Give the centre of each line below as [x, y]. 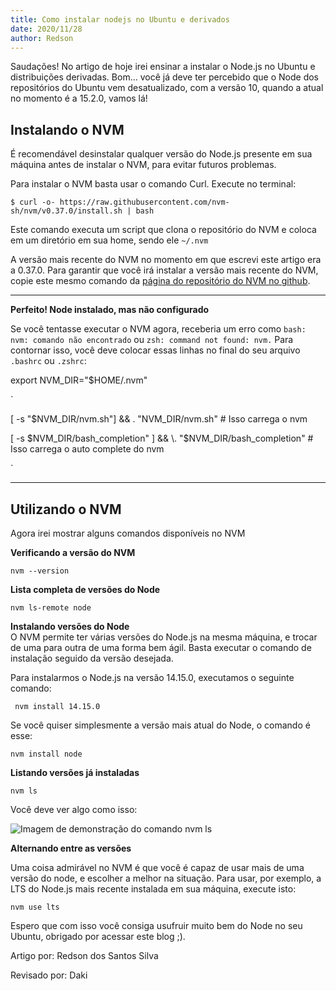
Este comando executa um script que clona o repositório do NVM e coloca [163, 230]
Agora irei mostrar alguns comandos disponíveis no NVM [128, 533]
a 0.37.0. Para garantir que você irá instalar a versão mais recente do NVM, [164, 270]
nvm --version [40, 571]
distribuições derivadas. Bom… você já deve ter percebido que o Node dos [164, 77]
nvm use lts [35, 907]
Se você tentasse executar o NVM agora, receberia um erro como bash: [158, 329]
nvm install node [46, 754]
